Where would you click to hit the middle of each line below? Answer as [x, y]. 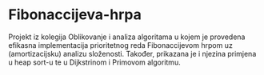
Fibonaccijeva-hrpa [75, 15]
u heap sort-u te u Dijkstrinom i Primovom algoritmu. [95, 62]
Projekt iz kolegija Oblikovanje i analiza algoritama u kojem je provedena [127, 37]
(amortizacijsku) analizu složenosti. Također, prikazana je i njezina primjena [132, 53]
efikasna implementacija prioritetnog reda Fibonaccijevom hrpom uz [121, 45]
